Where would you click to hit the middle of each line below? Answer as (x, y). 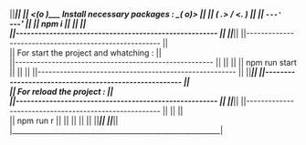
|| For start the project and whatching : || (85, 53)
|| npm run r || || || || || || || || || (64, 120)
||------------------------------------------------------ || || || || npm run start (153, 62)
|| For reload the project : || (62, 92)
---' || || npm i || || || (48, 24)
